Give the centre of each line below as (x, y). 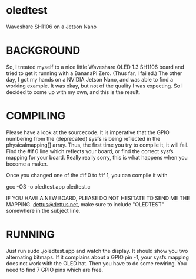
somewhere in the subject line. (43, 210)
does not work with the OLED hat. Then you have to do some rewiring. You (97, 263)
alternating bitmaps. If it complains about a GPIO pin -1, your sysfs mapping (98, 257)
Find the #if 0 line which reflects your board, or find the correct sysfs (90, 151)
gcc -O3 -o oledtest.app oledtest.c (48, 186)
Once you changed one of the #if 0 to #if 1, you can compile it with (87, 175)
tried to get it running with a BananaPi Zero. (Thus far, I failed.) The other (94, 73)
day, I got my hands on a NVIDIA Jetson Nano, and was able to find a (90, 79)
